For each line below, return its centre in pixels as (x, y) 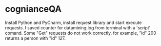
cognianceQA (33, 9)
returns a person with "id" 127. (35, 38)
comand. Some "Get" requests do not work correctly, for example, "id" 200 (80, 33)
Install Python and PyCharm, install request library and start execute (73, 23)
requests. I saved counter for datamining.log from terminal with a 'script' (78, 27)
